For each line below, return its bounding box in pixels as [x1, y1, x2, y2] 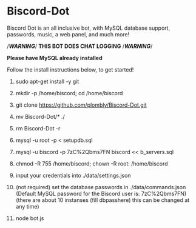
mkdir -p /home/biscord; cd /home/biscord [15, 89, 123, 96]
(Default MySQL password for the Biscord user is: [15, 190, 140, 197]
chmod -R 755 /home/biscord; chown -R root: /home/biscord [15, 159, 169, 167]
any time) [15, 203, 39, 210]
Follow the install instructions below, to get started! [7, 65, 134, 73]
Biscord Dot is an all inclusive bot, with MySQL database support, [7, 24, 171, 32]
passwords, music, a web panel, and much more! [7, 30, 130, 38]
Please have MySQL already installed [7, 54, 103, 61]
